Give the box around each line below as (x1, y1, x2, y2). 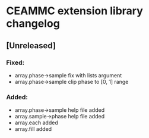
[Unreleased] (6, 40, 56, 51)
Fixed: (6, 58, 25, 67)
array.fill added (14, 126, 52, 133)
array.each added (14, 119, 58, 126)
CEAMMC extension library (6, 4, 144, 18)
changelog (6, 17, 61, 30)
